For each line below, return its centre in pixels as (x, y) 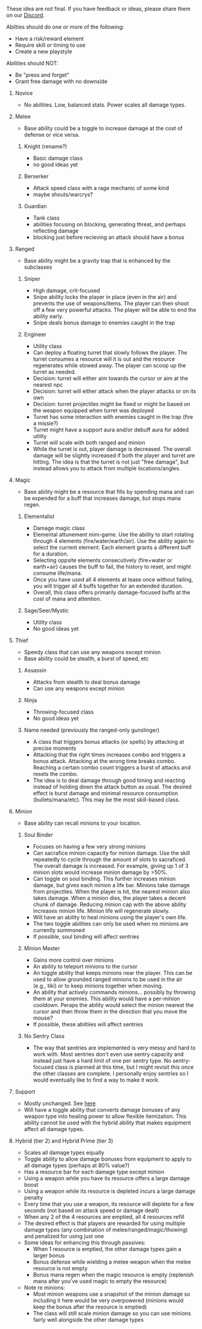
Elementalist (39, 516)
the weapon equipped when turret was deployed (93, 410)
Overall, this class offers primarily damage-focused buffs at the (112, 592)
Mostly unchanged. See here (60, 1103)
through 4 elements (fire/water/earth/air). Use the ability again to (113, 541)
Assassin (35, 670)
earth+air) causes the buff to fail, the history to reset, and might (112, 566)
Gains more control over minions (73, 960)
